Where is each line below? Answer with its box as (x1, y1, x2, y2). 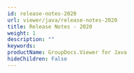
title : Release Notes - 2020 (7, 23, 93, 30)
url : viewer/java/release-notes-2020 (7, 17, 118, 24)
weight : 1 (7, 29, 36, 37)
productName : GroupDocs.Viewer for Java (7, 49, 128, 56)
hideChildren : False (7, 56, 68, 63)
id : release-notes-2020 (7, 10, 77, 17)
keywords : (7, 42, 36, 49)
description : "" (7, 36, 55, 43)
